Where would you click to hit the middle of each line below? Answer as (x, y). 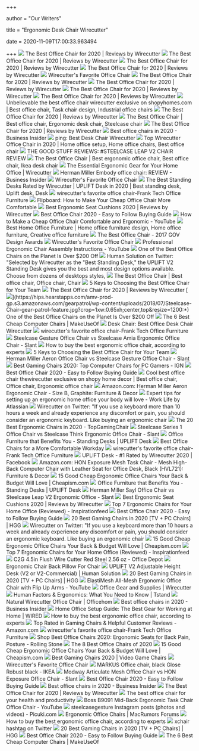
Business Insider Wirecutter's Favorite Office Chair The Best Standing (99, 180)
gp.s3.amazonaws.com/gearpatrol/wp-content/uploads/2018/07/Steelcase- (99, 303)
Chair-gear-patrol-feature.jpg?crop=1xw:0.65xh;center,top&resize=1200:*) (98, 310)
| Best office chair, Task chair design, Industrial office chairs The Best (95, 110)
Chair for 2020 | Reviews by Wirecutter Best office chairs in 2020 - (92, 131)
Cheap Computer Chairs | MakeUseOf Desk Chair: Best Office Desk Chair (100, 324)
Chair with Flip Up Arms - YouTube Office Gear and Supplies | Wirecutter (99, 587)
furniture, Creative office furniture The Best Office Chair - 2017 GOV (93, 235)
